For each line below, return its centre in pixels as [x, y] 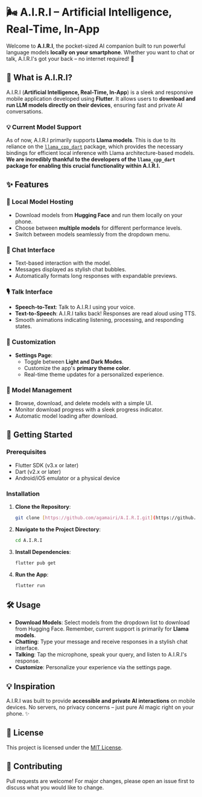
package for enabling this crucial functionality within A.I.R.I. [84, 166]
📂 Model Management [39, 390]
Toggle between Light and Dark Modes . [74, 361]
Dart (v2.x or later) [38, 471]
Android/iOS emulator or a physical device [68, 478]
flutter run [30, 585]
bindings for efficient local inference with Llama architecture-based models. [100, 153]
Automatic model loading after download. [66, 416]
